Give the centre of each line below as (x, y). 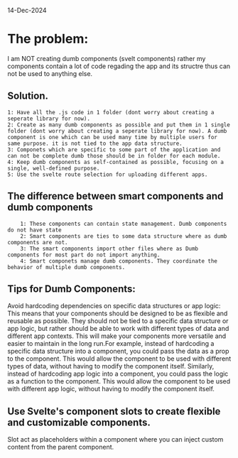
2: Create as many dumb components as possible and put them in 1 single (119, 125)
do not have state (34, 230)
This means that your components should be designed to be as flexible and (118, 313)
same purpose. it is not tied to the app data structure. (95, 143)
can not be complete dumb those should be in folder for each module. (114, 156)
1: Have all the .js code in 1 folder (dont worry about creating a (111, 112)
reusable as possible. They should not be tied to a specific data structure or (118, 321)
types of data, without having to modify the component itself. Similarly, (111, 366)
